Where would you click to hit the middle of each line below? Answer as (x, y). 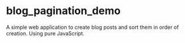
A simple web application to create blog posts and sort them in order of (92, 27)
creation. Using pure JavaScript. (45, 33)
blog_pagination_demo (63, 11)
